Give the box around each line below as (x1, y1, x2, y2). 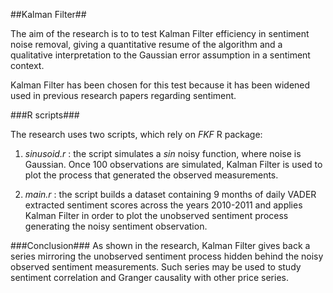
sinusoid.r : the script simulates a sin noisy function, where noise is (24, 148, 302, 159)
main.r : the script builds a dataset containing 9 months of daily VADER (24, 189, 317, 200)
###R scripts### (10, 109, 80, 121)
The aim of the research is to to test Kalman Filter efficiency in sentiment (10, 28, 310, 39)
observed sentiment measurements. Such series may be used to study (10, 261, 302, 273)
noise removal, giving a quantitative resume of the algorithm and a (10, 39, 283, 50)
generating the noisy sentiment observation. (24, 220, 208, 232)
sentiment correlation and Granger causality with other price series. (10, 272, 289, 283)
